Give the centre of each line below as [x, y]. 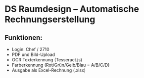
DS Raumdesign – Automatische [72, 9]
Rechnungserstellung [50, 19]
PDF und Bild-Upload [33, 54]
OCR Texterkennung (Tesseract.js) [47, 60]
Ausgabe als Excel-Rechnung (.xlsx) [49, 70]
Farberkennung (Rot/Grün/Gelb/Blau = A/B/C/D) [61, 65]
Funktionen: [24, 38]
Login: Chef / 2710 [31, 49]
